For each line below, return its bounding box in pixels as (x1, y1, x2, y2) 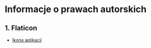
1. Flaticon (5, 24, 37, 32)
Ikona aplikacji (12, 37, 42, 43)
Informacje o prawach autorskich (5, 4, 147, 15)
